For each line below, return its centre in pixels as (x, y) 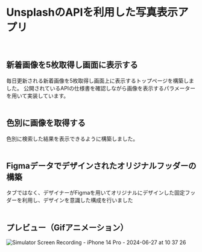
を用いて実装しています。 (38, 96)
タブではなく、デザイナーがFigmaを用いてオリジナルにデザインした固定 (96, 193)
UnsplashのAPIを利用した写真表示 (92, 12)
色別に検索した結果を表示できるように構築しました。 (72, 139)
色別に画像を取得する (46, 123)
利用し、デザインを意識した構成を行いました (77, 200)
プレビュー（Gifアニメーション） (67, 228)
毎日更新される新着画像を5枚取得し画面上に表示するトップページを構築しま (100, 80)
